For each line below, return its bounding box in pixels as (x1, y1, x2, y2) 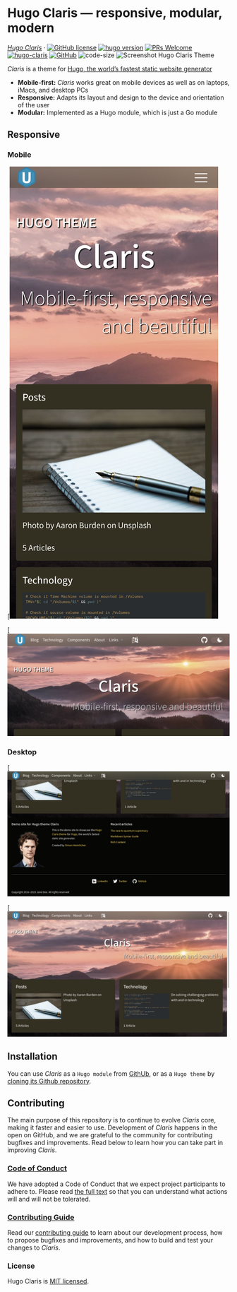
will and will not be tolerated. (7, 1195, 91, 1203)
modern (7, 20, 55, 36)
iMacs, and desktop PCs (17, 85, 89, 94)
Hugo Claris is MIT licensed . (7, 1277, 90, 1286)
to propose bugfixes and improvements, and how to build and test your (7, 1235, 214, 1244)
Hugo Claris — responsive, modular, (7, 5, 222, 21)
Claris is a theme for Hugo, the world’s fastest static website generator (7, 64, 213, 73)
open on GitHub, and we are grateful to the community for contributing (7, 1131, 213, 1139)
